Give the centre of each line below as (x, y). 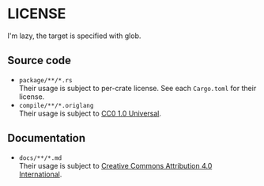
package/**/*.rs (45, 80)
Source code (40, 61)
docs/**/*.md (40, 158)
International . (40, 174)
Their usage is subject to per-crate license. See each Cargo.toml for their (138, 88)
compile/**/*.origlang (56, 105)
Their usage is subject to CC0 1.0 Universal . (90, 113)
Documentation (47, 138)
